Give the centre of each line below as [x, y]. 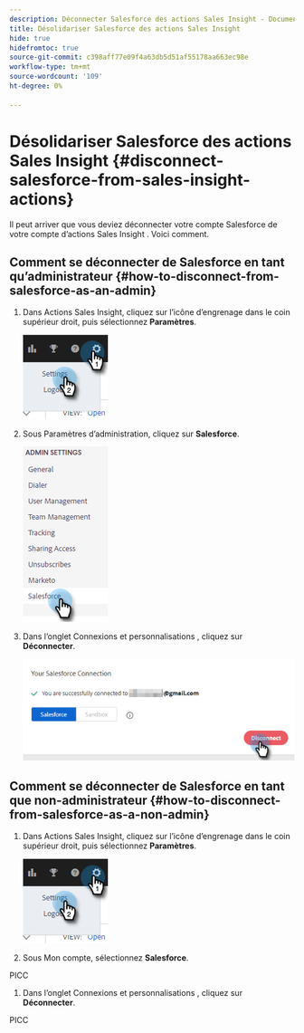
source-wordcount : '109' [56, 77]
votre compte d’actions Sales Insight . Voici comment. [109, 234]
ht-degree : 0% [36, 86]
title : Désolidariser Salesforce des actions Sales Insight [125, 29]
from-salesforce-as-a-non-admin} [109, 814]
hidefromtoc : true [44, 48]
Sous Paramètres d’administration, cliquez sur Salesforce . [131, 434]
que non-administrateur [78, 800]
